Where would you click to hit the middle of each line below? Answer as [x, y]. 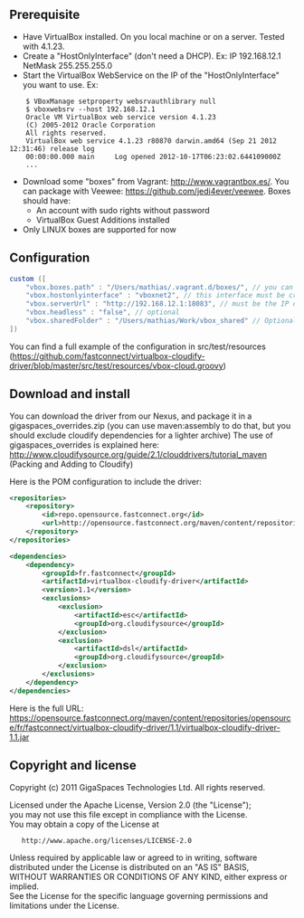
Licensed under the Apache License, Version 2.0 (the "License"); [130, 805]
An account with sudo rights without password [123, 210]
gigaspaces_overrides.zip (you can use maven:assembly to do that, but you [150, 425]
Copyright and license [73, 766]
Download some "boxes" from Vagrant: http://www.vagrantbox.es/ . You [156, 181]
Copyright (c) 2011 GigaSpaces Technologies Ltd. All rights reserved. [138, 787]
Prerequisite [45, 15]
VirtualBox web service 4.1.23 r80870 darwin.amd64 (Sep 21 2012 [152, 141]
